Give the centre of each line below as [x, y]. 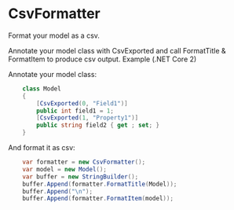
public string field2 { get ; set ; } [98, 125]
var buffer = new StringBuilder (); [80, 177]
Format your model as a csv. [54, 35]
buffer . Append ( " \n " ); [57, 191]
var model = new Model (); [65, 169]
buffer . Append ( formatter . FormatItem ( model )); [98, 199]
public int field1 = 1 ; [75, 111]
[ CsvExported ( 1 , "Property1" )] [88, 118]
